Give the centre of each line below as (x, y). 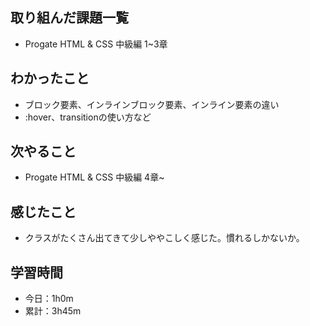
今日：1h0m (49, 299)
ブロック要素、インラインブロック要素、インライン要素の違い (152, 104)
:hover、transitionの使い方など (88, 117)
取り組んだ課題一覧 (69, 18)
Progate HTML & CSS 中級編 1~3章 (96, 44)
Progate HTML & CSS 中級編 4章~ (94, 177)
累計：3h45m (53, 311)
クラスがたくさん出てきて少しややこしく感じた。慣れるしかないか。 (164, 238)
